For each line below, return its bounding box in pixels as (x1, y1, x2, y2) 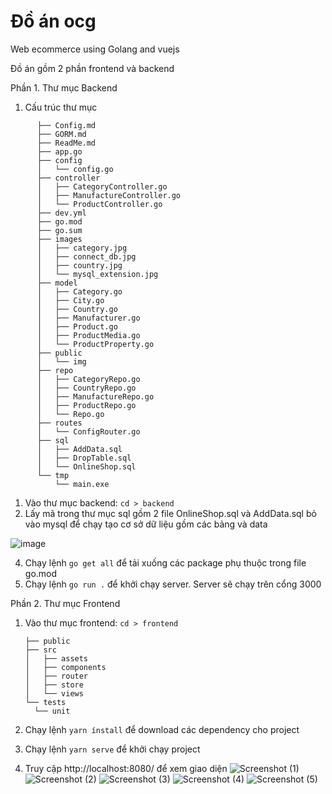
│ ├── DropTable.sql (36, 453, 132, 463)
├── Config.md (36, 120, 97, 130)
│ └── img (36, 356, 87, 367)
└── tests (24, 697, 67, 707)
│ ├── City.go (36, 295, 105, 305)
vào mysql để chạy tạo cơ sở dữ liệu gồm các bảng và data (24, 518, 268, 530)
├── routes (36, 418, 83, 428)
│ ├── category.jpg (36, 243, 128, 253)
